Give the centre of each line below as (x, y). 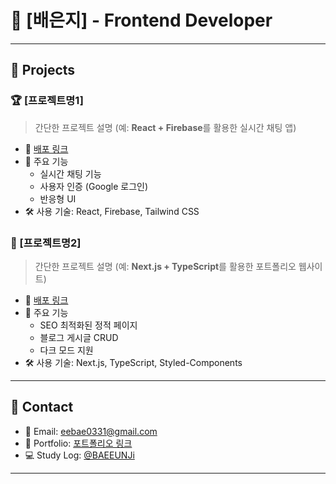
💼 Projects (43, 70)
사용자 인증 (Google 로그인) (94, 186)
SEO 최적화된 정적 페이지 (88, 325)
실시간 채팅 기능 (70, 173)
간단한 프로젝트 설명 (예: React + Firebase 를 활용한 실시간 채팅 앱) (165, 127)
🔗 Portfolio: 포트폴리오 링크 (78, 443)
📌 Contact (42, 407)
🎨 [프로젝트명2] (46, 243)
